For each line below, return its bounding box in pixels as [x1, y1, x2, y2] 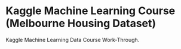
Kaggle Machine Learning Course [5, 4, 176, 18]
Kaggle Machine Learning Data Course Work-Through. [5, 36, 140, 43]
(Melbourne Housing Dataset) [5, 17, 157, 30]
